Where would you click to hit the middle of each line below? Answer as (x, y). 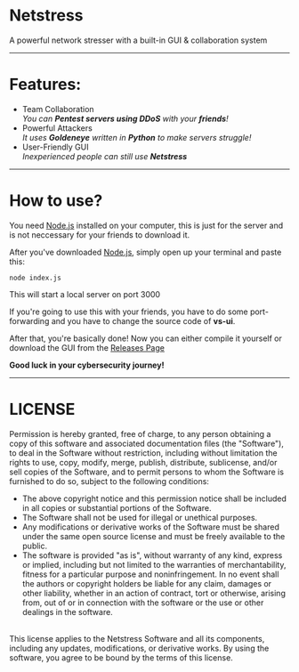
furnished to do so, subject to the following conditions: (109, 481)
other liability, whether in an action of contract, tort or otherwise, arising (154, 593)
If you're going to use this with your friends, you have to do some (129, 312)
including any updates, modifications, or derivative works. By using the (139, 648)
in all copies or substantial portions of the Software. (117, 507)
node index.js (36, 278)
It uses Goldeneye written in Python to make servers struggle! (137, 137)
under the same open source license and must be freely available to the (154, 536)
